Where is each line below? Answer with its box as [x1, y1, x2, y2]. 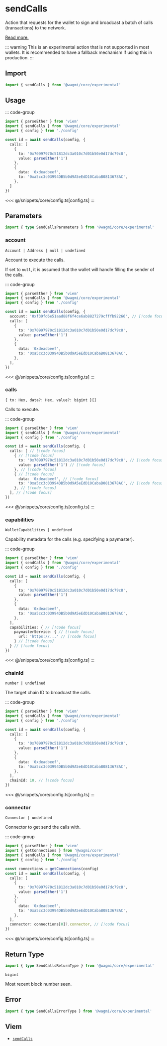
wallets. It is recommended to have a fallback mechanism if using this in [5, 49, 153, 55]
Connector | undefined [5, 815, 52, 820]
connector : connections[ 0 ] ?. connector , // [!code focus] [9, 922, 130, 927]
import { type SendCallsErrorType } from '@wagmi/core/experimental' [5, 1009, 153, 1014]
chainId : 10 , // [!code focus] [9, 778, 75, 783]
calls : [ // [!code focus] [9, 448, 66, 453]
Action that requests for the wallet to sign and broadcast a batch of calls [5, 19, 153, 25]
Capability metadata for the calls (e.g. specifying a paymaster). [5, 536, 134, 542]
